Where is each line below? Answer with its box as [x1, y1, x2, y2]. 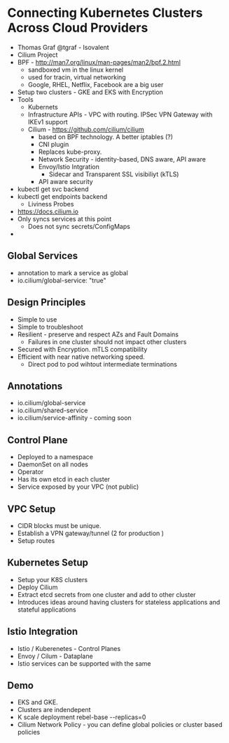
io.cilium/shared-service [17, 406, 88, 415]
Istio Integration [7, 626, 78, 638]
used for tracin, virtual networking [27, 72, 126, 81]
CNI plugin [38, 140, 69, 148]
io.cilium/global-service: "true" [17, 276, 106, 284]
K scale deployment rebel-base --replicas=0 [17, 713, 146, 721]
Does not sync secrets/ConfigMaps [27, 222, 131, 230]
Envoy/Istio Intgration [38, 162, 99, 171]
